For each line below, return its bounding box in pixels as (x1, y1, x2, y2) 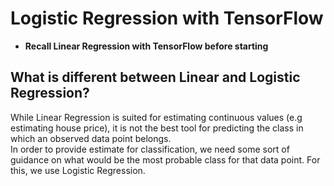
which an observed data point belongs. (10, 132, 172, 144)
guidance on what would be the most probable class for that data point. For (10, 153, 321, 166)
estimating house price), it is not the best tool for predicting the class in (10, 122, 304, 134)
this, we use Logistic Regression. (10, 164, 146, 176)
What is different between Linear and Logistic (10, 69, 301, 86)
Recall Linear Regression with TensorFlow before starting (24, 40, 269, 52)
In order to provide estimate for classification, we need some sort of (10, 143, 290, 155)
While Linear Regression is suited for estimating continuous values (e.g (10, 111, 303, 123)
